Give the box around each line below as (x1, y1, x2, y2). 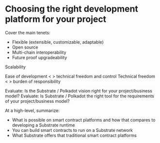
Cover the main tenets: (5, 30, 50, 35)
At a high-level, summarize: (5, 108, 60, 113)
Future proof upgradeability (12, 54, 67, 60)
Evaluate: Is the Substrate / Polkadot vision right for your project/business (5, 88, 153, 94)
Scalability (5, 64, 26, 70)
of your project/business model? (5, 98, 70, 104)
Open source (12, 44, 38, 50)
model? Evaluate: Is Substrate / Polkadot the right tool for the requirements (5, 93, 154, 99)
